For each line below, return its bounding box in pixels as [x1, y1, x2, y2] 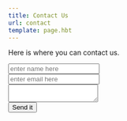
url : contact [8, 19, 51, 27]
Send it [12, 104, 33, 112]
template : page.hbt [8, 26, 73, 34]
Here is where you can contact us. [8, 48, 120, 58]
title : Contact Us [8, 11, 69, 20]
